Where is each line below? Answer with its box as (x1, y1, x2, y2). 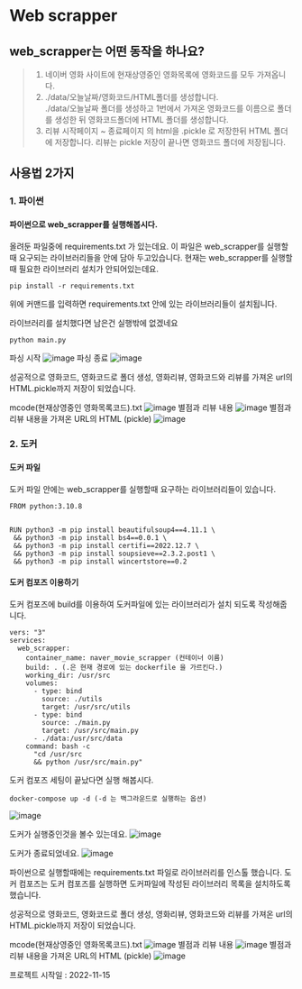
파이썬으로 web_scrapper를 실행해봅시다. (9, 218, 158, 230)
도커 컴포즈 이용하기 (9, 577, 79, 588)
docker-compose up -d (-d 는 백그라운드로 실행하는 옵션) (9, 794, 207, 803)
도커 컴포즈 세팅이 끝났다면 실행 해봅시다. (9, 774, 154, 785)
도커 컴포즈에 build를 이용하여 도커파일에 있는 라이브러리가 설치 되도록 (9, 599, 257, 609)
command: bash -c (25, 741, 91, 751)
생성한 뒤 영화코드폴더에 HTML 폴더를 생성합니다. (54, 114, 229, 124)
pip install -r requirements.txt (9, 281, 135, 290)
